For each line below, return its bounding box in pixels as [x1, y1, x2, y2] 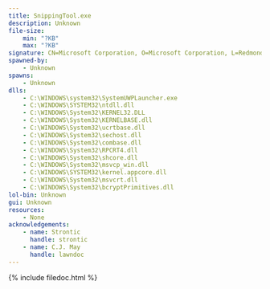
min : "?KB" [22, 34, 59, 43]
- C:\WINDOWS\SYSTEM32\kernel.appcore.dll [22, 169, 167, 177]
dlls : [8, 86, 27, 95]
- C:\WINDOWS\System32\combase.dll [22, 138, 142, 147]
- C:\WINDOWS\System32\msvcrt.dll [22, 176, 138, 185]
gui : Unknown [8, 198, 52, 206]
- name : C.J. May [22, 243, 81, 251]
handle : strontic [29, 236, 88, 244]
